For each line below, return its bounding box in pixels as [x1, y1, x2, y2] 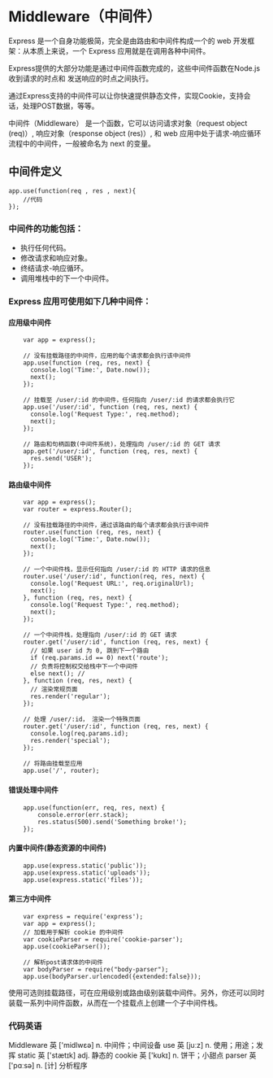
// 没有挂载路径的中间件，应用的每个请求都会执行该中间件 [23, 351, 192, 360]
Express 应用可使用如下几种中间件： [8, 295, 152, 307]
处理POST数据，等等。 [22, 101, 99, 111]
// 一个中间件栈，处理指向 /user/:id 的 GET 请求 [23, 631, 177, 639]
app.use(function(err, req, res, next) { [23, 803, 165, 812]
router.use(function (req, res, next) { [23, 528, 162, 537]
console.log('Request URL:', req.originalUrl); [29, 579, 195, 588]
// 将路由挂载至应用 [23, 760, 83, 768]
